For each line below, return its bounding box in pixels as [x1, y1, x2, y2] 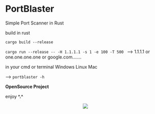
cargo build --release [5, 39, 53, 45]
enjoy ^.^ [5, 93, 24, 99]
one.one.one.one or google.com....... [5, 54, 82, 60]
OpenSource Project [5, 83, 49, 90]
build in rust [5, 30, 30, 36]
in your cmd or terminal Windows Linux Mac [5, 64, 98, 70]
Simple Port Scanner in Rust [5, 20, 64, 26]
